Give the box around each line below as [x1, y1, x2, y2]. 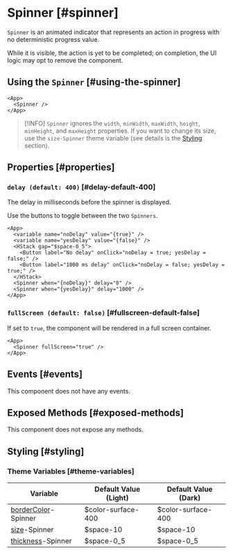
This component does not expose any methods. [7, 426, 144, 434]
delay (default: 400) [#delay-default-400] [7, 182, 156, 192]
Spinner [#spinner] [7, 5, 119, 21]
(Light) [106, 493, 129, 503]
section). [24, 141, 50, 150]
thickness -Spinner [10, 536, 72, 546]
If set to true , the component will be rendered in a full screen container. [7, 323, 212, 332]
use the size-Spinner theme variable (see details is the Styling [24, 134, 202, 142]
